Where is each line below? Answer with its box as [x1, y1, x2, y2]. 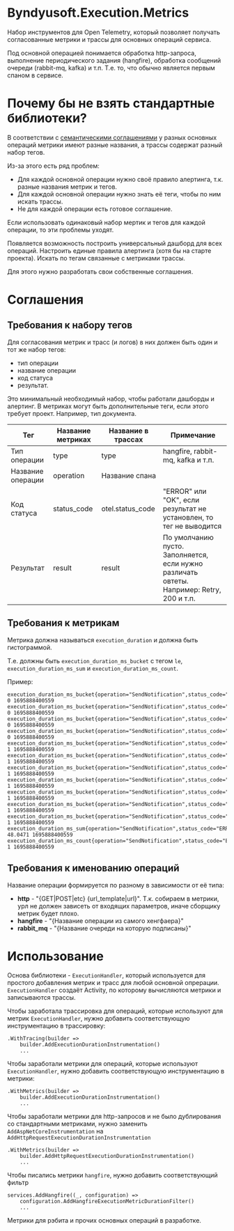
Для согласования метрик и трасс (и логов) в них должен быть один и [7, 338, 218, 346]
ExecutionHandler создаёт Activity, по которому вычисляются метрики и [7, 986, 221, 994]
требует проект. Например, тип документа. [7, 409, 137, 417]
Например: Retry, [162, 584, 221, 594]
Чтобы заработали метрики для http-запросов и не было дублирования [7, 1113, 221, 1121]
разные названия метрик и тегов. [17, 183, 117, 191]
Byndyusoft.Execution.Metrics [7, 5, 189, 21]
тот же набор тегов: [7, 345, 66, 353]
